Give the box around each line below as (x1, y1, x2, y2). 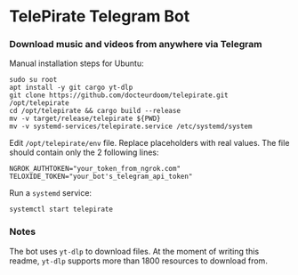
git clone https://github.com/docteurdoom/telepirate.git (9, 91, 229, 100)
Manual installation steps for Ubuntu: (9, 58, 144, 69)
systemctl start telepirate (9, 205, 114, 214)
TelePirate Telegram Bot (9, 6, 190, 27)
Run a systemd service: (9, 188, 92, 198)
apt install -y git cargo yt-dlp (9, 83, 133, 93)
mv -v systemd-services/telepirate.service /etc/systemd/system (9, 122, 253, 131)
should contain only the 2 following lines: (9, 147, 159, 158)
